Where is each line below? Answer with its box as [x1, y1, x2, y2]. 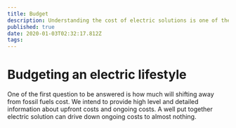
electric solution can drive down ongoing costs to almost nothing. [7, 113, 197, 121]
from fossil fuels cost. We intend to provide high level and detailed [7, 98, 199, 106]
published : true [7, 23, 55, 30]
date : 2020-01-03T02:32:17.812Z [7, 30, 102, 37]
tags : [7, 37, 23, 44]
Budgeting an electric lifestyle [7, 67, 187, 83]
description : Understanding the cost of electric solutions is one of [7, 17, 218, 24]
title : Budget [7, 10, 49, 18]
